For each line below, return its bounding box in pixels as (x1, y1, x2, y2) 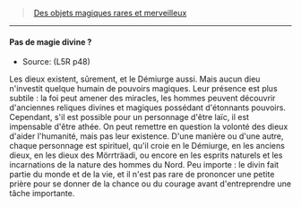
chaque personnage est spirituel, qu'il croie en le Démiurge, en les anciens (9, 141, 285, 151)
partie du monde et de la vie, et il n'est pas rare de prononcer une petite (9, 169, 275, 180)
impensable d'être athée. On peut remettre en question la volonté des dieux (9, 121, 288, 133)
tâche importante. (9, 188, 75, 199)
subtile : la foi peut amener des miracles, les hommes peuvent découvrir (9, 93, 276, 104)
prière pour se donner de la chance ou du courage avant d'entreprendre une (9, 178, 292, 189)
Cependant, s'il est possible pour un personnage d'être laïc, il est (9, 112, 249, 123)
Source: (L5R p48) (21, 56, 91, 67)
